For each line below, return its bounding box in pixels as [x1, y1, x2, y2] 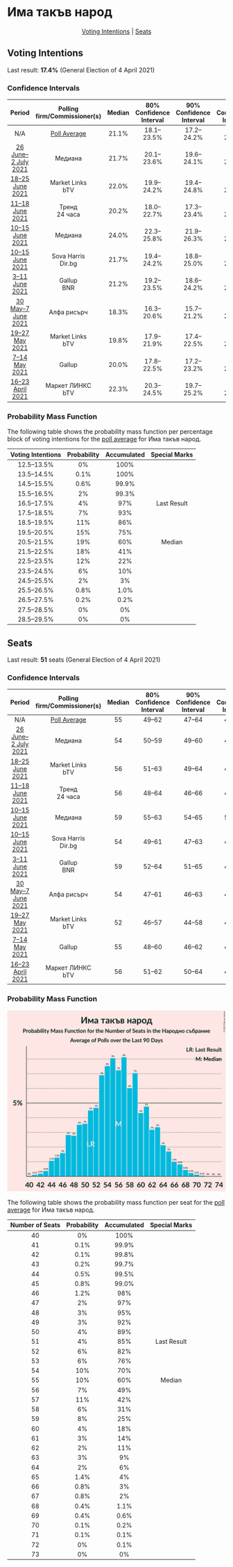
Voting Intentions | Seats [81, 27, 152, 35]
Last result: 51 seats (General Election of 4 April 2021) [7, 656, 161, 664]
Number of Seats [10, 1221, 61, 1229]
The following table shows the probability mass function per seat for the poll [7, 1198, 225, 1206]
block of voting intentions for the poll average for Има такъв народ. [7, 435, 202, 444]
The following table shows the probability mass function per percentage [7, 428, 213, 436]
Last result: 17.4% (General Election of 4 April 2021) [7, 65, 155, 74]
